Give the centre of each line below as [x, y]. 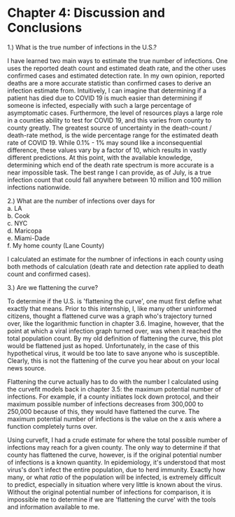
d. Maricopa [24, 230]
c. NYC [17, 223]
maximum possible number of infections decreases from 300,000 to [106, 404]
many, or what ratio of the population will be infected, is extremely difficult [114, 477]
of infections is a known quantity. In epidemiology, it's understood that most [116, 462]
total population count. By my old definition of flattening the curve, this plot [115, 338]
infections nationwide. [39, 187]
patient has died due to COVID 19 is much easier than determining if [105, 98]
